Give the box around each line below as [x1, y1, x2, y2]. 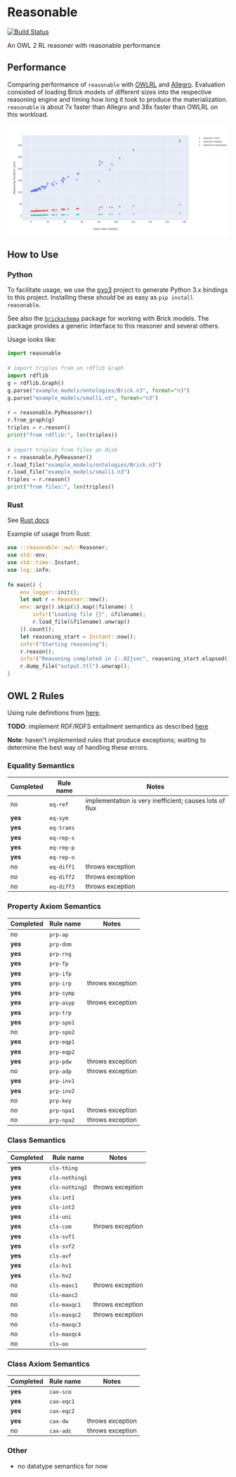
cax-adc [48, 1427, 72, 1435]
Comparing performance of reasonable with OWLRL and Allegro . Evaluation [7, 80, 225, 89]
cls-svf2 [48, 1243, 75, 1250]
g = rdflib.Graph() [7, 379, 65, 387]
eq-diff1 [48, 864, 75, 871]
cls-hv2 [48, 1272, 72, 1279]
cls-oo [48, 1341, 69, 1348]
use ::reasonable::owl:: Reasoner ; [7, 544, 109, 551]
